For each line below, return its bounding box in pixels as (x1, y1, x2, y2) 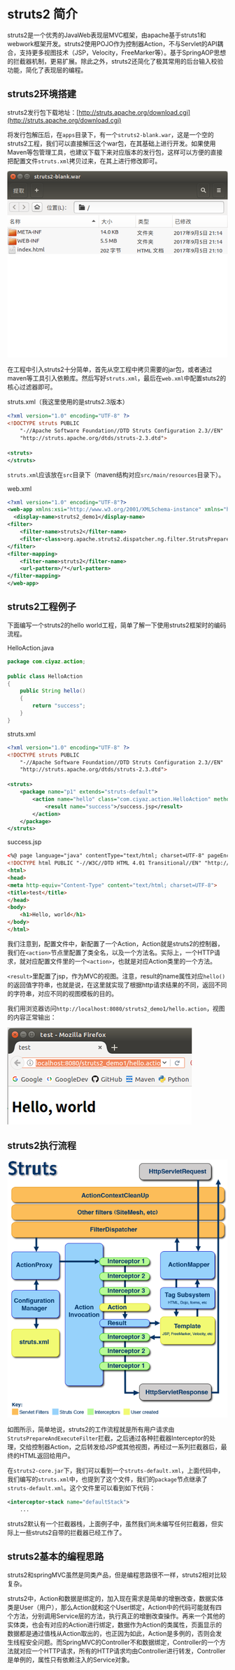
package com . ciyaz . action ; (7, 658, 86, 665)
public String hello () (20, 687, 86, 694)
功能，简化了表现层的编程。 (7, 66, 87, 74)
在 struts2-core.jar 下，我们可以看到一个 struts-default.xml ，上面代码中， (7, 1466, 225, 1475)
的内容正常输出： (7, 1013, 57, 1021)
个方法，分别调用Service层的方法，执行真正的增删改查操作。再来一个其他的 (7, 1611, 226, 1620)
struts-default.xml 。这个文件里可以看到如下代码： (7, 1484, 156, 1492)
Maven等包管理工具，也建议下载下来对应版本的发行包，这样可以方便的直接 (7, 148, 223, 156)
